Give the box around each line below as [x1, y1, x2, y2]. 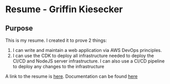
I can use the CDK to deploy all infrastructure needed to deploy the [12, 52, 154, 59]
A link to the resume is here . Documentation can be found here [5, 73, 138, 79]
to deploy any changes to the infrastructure [12, 64, 104, 69]
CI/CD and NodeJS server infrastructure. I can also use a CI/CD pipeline [12, 58, 165, 64]
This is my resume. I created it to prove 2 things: [5, 37, 108, 43]
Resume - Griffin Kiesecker [5, 4, 123, 15]
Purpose [5, 24, 33, 33]
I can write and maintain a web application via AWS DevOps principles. [12, 47, 162, 53]
